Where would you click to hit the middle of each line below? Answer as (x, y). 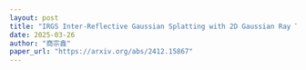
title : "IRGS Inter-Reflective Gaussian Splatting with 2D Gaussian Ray (150, 26)
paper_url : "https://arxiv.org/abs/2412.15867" (102, 52)
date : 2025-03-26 (42, 35)
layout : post (34, 18)
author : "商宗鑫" (40, 43)
